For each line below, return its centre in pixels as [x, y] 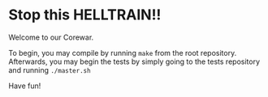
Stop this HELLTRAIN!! [85, 15]
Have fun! [25, 86]
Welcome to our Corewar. [51, 37]
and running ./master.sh [50, 70]
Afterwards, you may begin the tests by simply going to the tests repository [134, 61]
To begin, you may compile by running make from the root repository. [123, 53]
